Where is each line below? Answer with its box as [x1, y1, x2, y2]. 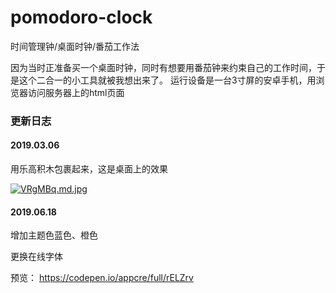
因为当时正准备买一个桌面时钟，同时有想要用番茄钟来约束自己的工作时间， [10, 61, 317, 73]
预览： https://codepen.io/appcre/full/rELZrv [10, 272, 194, 284]
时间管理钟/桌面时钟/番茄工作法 [10, 40, 140, 52]
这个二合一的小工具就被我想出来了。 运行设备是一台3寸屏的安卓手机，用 [18, 74, 317, 86]
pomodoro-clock [10, 6, 153, 29]
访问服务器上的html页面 [27, 86, 125, 98]
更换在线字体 [10, 251, 63, 263]
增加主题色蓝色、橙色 [10, 229, 98, 241]
